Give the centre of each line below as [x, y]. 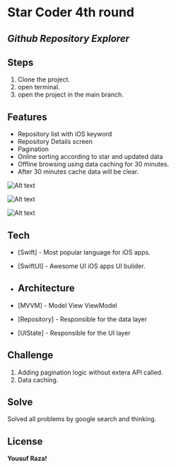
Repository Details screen [55, 142]
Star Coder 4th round [71, 12]
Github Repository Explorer [68, 39]
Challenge [30, 355]
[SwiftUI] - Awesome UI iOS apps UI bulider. [82, 266]
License [25, 441]
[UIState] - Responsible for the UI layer [74, 333]
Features [27, 117]
